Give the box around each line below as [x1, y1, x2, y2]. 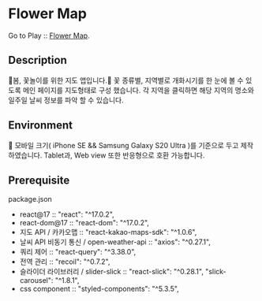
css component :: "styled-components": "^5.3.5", [19, 284, 179, 294]
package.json [8, 195, 53, 204]
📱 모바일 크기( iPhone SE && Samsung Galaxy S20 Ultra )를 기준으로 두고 [8, 140, 239, 150]
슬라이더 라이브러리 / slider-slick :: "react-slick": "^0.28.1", [19, 267, 204, 277]
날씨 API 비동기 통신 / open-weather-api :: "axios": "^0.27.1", [19, 237, 211, 247]
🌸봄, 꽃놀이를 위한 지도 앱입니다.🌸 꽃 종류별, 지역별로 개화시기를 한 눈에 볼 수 [8, 76, 245, 85]
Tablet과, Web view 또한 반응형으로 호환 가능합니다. [43, 150, 205, 160]
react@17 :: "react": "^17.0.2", [19, 210, 114, 219]
